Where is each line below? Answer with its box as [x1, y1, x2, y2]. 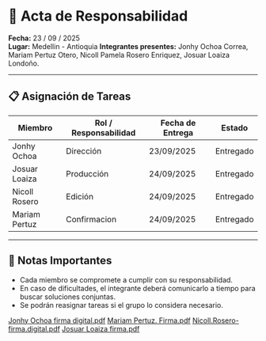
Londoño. [8, 59, 40, 68]
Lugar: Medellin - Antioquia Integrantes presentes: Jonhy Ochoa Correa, [8, 41, 249, 51]
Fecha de [160, 117, 196, 128]
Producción [66, 168, 109, 179]
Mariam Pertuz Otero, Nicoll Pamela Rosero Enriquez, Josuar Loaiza [8, 50, 230, 59]
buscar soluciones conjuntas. [19, 292, 116, 301]
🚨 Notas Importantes [8, 254, 112, 267]
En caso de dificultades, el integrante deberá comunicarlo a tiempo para [19, 283, 256, 293]
